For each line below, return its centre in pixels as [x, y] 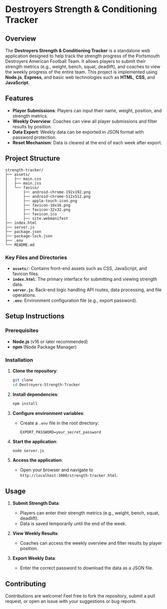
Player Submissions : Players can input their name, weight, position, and [87, 110]
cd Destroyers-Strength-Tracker [46, 385]
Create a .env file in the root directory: [59, 423]
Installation [19, 360]
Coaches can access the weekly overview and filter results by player [91, 543]
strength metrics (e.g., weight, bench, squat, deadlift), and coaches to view [83, 67]
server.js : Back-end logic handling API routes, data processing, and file [87, 290]
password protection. [34, 137]
